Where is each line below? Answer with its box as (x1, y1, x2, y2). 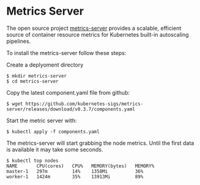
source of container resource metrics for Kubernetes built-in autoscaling (6, 31, 189, 38)
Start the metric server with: (6, 117, 77, 124)
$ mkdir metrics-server (6, 73, 67, 79)
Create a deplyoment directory (6, 61, 84, 68)
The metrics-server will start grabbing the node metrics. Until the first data (6, 139, 194, 147)
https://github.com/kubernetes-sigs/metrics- (25, 101, 144, 107)
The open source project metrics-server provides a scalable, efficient (6, 24, 182, 32)
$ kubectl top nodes (6, 158, 59, 164)
